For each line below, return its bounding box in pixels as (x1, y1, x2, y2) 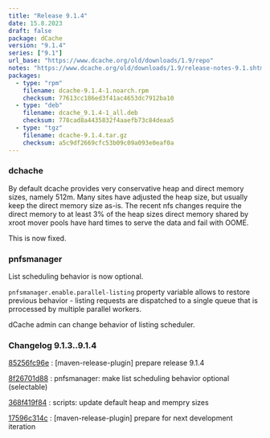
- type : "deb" (15, 101, 63, 109)
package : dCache (8, 34, 63, 43)
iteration (8, 422, 36, 432)
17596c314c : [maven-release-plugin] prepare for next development (8, 413, 233, 423)
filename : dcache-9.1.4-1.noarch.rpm (22, 86, 149, 95)
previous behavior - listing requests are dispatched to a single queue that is (8, 296, 259, 305)
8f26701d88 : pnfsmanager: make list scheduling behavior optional (8, 374, 230, 383)
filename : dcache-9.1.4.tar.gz (22, 131, 128, 139)
